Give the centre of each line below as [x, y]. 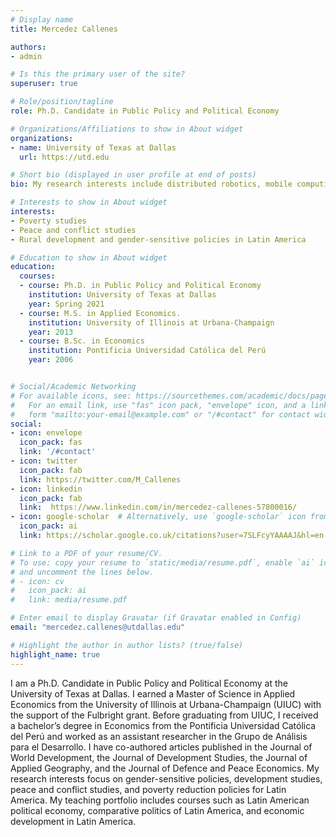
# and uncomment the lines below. [82, 572]
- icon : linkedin [46, 489]
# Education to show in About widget [89, 257]
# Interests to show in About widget [89, 202]
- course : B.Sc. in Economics [82, 341]
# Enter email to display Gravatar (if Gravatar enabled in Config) [156, 618]
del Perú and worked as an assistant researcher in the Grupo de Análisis [159, 736]
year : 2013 [51, 332]
